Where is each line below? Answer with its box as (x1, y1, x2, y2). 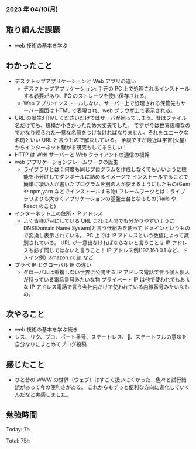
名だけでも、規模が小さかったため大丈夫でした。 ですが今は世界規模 (14, 122, 180, 129)
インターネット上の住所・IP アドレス (14, 210, 104, 217)
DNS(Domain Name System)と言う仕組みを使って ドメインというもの (23, 224, 190, 232)
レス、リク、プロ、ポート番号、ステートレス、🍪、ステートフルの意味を (14, 333, 187, 340)
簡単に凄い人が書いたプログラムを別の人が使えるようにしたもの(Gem (23, 180, 190, 187)
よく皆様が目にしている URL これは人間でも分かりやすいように (23, 217, 175, 224)
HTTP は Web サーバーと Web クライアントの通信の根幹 (14, 151, 150, 158)
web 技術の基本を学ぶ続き (14, 326, 78, 333)
